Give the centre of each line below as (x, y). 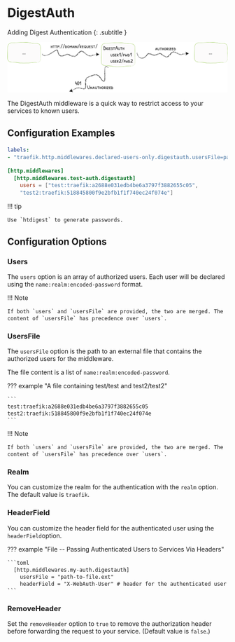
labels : (19, 150)
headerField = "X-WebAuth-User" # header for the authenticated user (123, 584)
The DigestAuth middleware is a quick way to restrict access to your (106, 104)
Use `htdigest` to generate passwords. (65, 220)
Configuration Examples (61, 133)
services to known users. (43, 111)
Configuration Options (57, 241)
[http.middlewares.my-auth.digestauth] (72, 570)
